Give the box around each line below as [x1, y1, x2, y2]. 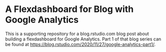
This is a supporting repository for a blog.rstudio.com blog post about [5, 30, 149, 36]
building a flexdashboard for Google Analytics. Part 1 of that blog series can [5, 36, 161, 42]
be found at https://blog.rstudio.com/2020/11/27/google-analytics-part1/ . [5, 41, 156, 47]
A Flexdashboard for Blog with [5, 3, 134, 15]
